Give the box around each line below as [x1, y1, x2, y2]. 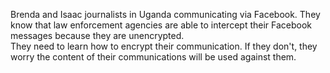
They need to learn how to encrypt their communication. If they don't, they [10, 40, 318, 52]
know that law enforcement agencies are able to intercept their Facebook [10, 19, 313, 31]
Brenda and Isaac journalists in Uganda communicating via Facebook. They [10, 9, 321, 20]
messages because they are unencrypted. [10, 30, 185, 41]
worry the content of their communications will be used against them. [10, 51, 297, 63]
